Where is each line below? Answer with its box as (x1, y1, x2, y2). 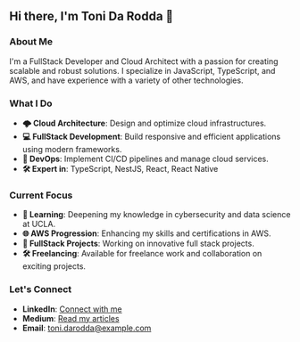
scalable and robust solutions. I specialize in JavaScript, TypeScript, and (9, 65, 276, 76)
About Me (9, 36, 54, 48)
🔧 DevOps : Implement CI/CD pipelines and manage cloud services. (21, 153, 270, 164)
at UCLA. (21, 219, 56, 230)
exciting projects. (21, 261, 87, 272)
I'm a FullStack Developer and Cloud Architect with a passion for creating (9, 55, 279, 67)
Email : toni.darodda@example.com (21, 322, 152, 333)
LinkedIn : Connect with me (21, 304, 122, 314)
